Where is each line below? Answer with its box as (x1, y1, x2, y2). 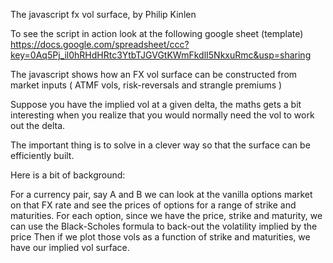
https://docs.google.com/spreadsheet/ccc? (10, 39, 190, 50)
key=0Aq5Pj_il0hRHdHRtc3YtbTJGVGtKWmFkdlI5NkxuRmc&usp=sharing (10, 49, 312, 61)
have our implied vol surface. (10, 242, 130, 253)
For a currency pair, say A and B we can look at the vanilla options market (10, 189, 313, 200)
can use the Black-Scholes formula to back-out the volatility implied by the (10, 220, 318, 232)
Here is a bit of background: (10, 169, 126, 181)
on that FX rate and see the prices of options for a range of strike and (10, 199, 297, 211)
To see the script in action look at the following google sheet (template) (10, 28, 304, 39)
